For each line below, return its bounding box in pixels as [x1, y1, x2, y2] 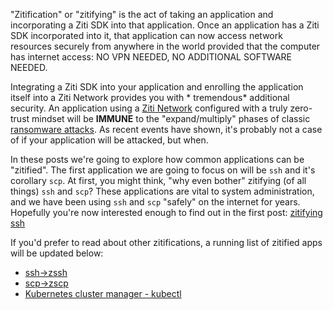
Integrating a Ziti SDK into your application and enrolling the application [10, 81, 304, 93]
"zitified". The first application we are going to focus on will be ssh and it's [10, 164, 316, 176]
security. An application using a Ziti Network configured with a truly [10, 102, 288, 114]
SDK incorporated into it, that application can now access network [10, 30, 283, 41]
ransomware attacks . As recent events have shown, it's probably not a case [10, 124, 323, 135]
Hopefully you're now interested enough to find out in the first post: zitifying [10, 207, 323, 218]
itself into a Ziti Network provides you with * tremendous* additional [10, 92, 290, 103]
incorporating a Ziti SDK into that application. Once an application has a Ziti [10, 19, 320, 31]
